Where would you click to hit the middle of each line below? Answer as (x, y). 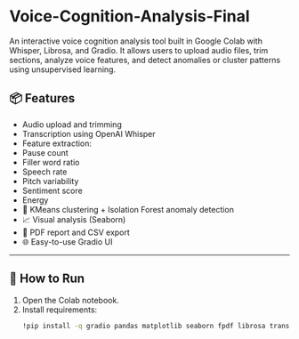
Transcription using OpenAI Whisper (89, 133)
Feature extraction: (57, 143)
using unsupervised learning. (63, 69)
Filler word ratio (51, 162)
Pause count (45, 152)
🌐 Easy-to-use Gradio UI (67, 241)
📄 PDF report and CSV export (76, 232)
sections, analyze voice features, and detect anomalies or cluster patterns (145, 60)
